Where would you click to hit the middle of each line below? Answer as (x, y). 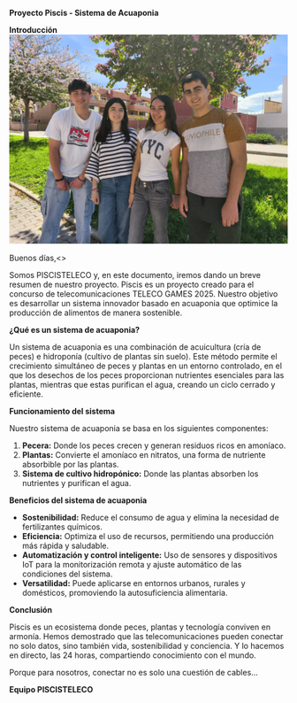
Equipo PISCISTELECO (51, 689)
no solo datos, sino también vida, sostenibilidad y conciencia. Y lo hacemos (147, 646)
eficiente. (27, 394)
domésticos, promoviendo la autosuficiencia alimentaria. (125, 593)
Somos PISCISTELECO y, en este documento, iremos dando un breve (135, 275)
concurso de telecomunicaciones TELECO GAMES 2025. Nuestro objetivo (144, 294)
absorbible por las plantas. (70, 464)
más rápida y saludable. (65, 545)
